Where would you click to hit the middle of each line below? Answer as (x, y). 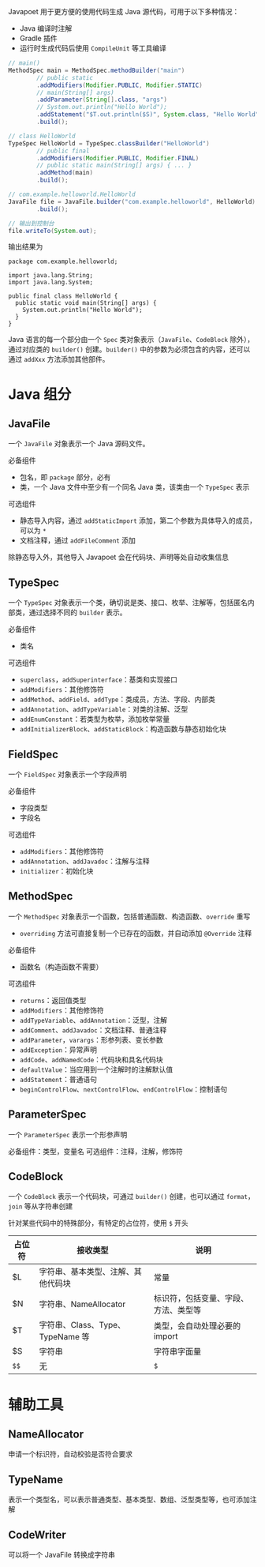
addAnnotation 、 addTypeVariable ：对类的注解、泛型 (104, 709)
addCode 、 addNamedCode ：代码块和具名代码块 (91, 1059)
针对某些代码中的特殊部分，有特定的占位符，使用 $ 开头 (99, 1223)
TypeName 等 (64, 1337)
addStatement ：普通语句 (58, 1079)
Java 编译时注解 (46, 28)
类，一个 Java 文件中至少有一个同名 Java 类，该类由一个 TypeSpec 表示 (134, 487)
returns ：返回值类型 (53, 1000)
